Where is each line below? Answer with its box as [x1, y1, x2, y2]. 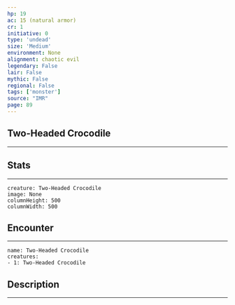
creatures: [7, 253, 39, 260]
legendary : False [7, 62, 58, 69]
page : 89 [7, 102, 33, 109]
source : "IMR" [7, 95, 49, 102]
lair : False [7, 69, 42, 76]
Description [7, 278, 59, 290]
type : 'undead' [7, 36, 52, 43]
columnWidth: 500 [7, 203, 58, 210]
